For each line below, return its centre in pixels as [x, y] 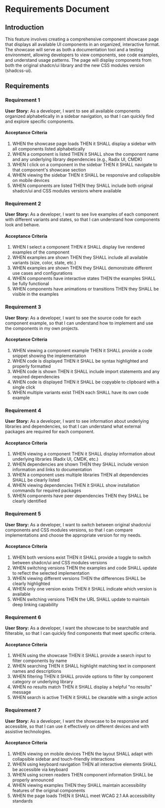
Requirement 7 [23, 710]
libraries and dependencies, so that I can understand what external [73, 426]
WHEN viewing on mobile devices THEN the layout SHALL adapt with [82, 754]
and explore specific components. [40, 121]
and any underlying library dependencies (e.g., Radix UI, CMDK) [77, 159]
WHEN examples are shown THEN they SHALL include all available [80, 257]
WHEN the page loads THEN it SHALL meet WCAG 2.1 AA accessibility [83, 796]
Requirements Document [57, 9]
